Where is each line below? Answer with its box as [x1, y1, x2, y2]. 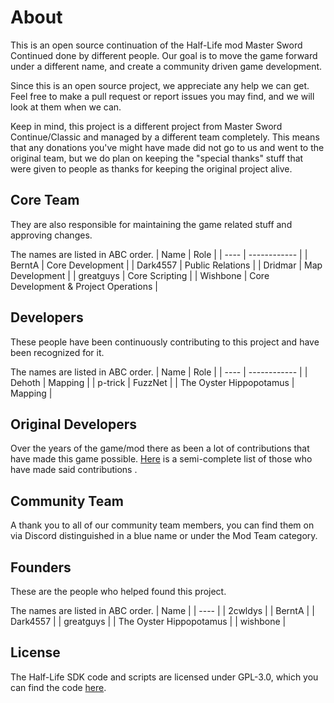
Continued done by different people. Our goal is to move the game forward [10, 49, 318, 61]
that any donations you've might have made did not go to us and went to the [10, 141, 325, 153]
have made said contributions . [10, 464, 138, 476]
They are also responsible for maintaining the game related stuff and [10, 218, 293, 230]
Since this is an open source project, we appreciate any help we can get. [10, 79, 310, 91]
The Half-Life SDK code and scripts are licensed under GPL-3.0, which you [10, 671, 319, 683]
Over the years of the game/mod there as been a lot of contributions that [10, 442, 310, 455]
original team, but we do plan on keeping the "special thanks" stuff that [10, 152, 304, 164]
